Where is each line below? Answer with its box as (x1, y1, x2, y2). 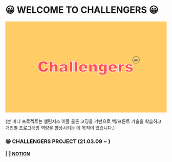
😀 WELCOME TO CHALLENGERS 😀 (5, 4, 159, 16)
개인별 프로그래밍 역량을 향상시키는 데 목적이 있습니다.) (5, 125, 115, 131)
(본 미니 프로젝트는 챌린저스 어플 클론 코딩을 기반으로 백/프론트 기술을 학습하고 (5, 118, 162, 124)
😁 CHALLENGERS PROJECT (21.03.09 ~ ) (5, 138, 111, 145)
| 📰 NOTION (5, 151, 30, 157)
